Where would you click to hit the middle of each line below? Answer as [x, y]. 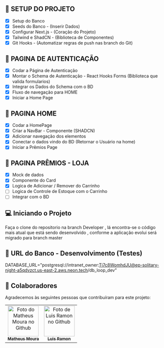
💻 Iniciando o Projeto [38, 213]
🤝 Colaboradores [31, 286]
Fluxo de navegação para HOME [45, 92]
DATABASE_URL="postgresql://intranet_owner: [52, 265]
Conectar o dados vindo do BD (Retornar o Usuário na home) [74, 142]
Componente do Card [34, 180]
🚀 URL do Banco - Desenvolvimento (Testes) [74, 253]
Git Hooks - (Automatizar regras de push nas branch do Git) [72, 43]
